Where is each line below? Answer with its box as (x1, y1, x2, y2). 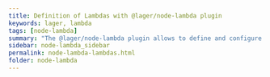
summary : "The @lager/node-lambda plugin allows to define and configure (8, 34, 263, 43)
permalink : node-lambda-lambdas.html (8, 49, 136, 57)
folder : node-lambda (8, 57, 78, 65)
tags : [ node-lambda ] (8, 26, 78, 34)
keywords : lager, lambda (8, 19, 92, 27)
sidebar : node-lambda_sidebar (8, 42, 111, 50)
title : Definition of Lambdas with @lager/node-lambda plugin (8, 11, 222, 20)
